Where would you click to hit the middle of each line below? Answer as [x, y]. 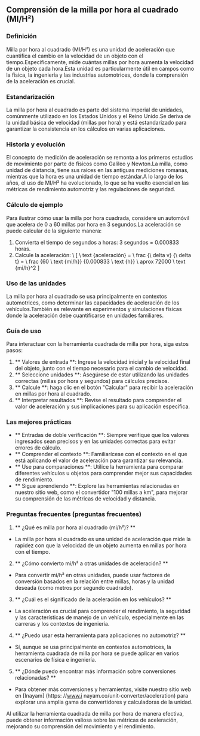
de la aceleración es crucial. [41, 81]
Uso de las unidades [36, 283]
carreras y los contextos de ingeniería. [62, 623]
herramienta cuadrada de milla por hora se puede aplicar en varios [97, 653]
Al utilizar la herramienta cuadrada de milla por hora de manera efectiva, [95, 713]
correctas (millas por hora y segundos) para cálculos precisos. [92, 381]
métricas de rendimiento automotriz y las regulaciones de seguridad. [91, 189]
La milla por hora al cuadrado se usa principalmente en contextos [87, 296]
